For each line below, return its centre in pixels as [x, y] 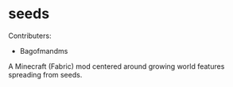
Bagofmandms [44, 51]
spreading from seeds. [45, 74]
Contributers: [30, 36]
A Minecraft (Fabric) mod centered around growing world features [116, 66]
